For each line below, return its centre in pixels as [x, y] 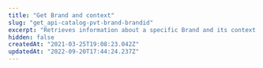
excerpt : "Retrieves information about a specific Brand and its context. [134, 30]
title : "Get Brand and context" [61, 15]
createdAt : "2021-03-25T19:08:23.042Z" [74, 45]
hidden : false [32, 37]
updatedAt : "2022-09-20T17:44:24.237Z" [74, 52]
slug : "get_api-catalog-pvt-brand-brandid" [81, 23]
